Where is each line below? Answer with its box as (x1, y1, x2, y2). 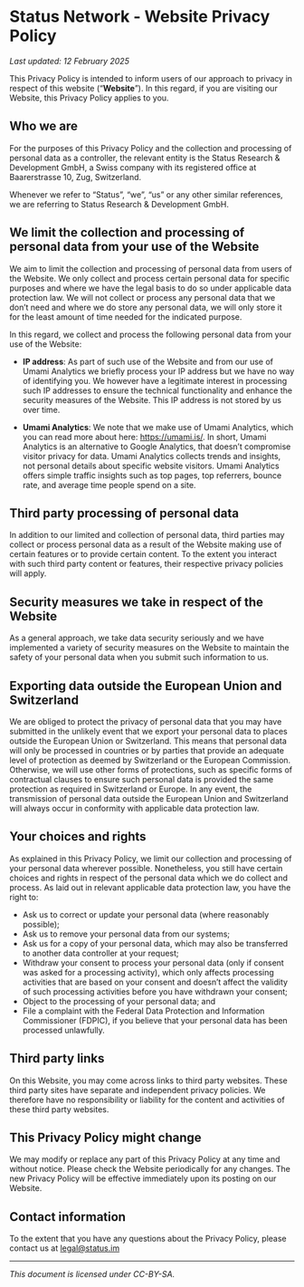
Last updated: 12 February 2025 (9, 55, 129, 66)
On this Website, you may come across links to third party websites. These (9, 1075, 288, 1086)
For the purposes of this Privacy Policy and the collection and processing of (9, 142, 292, 153)
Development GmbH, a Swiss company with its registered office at (9, 161, 257, 173)
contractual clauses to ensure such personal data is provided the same (9, 774, 274, 784)
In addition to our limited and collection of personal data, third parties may (9, 530, 285, 541)
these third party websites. (9, 1103, 109, 1115)
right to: (9, 891, 39, 902)
